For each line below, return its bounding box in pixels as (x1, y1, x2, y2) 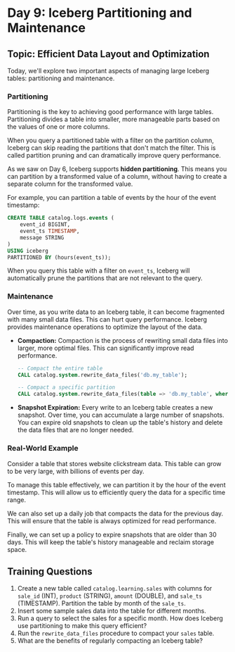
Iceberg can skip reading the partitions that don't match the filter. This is (7, 144, 216, 152)
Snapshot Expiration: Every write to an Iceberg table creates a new (17, 403, 213, 412)
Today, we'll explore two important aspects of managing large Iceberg (7, 67, 210, 75)
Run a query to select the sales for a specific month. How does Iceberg (17, 614, 223, 622)
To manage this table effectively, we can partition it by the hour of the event (7, 480, 226, 489)
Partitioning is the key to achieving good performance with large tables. (7, 108, 214, 116)
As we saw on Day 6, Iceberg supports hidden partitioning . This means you (7, 165, 227, 173)
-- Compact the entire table (17, 365, 103, 372)
